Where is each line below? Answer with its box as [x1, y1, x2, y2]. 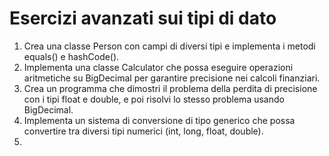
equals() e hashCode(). [23, 50, 120, 62]
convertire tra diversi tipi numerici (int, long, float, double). [23, 125, 264, 137]
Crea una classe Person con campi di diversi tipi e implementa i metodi [23, 40, 316, 52]
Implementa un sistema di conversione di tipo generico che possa [23, 114, 296, 126]
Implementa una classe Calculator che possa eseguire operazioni [23, 61, 294, 73]
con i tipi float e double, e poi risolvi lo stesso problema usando [23, 93, 285, 105]
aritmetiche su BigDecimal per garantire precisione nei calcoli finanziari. [23, 72, 321, 84]
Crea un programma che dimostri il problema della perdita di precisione [23, 82, 318, 94]
